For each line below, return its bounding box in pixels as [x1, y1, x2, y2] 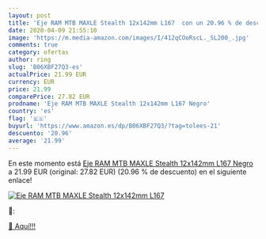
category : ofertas [8, 48, 69, 56]
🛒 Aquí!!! [8, 221, 36, 230]
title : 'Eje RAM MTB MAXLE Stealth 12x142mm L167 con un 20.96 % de [8, 19, 243, 27]
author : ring [8, 56, 51, 64]
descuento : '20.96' [8, 129, 73, 137]
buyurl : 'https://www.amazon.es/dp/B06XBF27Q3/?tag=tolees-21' [8, 122, 222, 130]
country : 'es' [8, 108, 55, 116]
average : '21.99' [8, 136, 66, 145]
